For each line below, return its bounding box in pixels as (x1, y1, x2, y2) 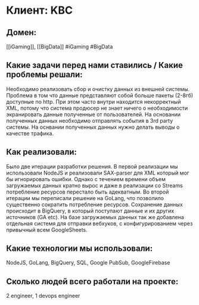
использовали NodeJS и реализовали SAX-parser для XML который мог (6, 169, 189, 176)
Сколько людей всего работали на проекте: (6, 276, 179, 287)
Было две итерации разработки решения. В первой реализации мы (6, 163, 178, 170)
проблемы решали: (6, 70, 83, 80)
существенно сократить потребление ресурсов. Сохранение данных (6, 201, 183, 208)
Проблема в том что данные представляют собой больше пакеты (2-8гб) (6, 92, 194, 99)
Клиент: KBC (6, 4, 73, 17)
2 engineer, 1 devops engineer (6, 292, 80, 300)
